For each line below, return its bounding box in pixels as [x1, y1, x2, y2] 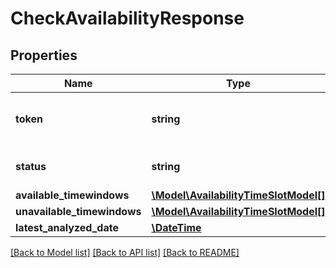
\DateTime [151, 221, 202, 234]
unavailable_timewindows [15, 205, 142, 218]
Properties [10, 47, 78, 64]
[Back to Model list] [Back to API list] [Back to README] [10, 247, 240, 258]
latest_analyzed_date [15, 221, 119, 234]
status [15, 160, 47, 173]
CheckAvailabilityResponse [10, 7, 245, 30]
